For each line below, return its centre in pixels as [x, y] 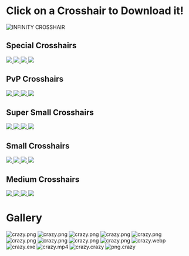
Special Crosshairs [41, 46]
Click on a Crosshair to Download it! [95, 11]
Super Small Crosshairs [50, 112]
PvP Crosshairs [35, 79]
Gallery [24, 218]
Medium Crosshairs [43, 179]
